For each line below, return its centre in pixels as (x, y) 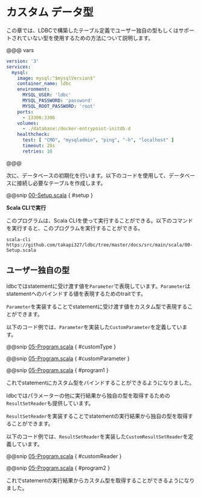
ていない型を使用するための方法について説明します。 (88, 38)
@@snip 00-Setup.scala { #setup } (50, 195)
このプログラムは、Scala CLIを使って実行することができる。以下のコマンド (100, 220)
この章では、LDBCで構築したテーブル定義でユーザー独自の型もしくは (93, 30)
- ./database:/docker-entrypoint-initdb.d (76, 129)
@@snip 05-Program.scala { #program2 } (58, 468)
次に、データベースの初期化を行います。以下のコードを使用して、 (88, 175)
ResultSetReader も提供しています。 (50, 403)
